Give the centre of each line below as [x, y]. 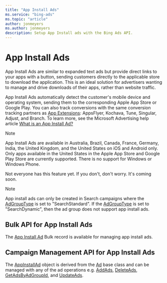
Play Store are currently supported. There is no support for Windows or [78, 159]
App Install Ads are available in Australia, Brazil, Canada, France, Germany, [82, 143]
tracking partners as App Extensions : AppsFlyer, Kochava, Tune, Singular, [81, 113]
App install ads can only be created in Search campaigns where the [75, 198]
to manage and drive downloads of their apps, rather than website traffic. [80, 87]
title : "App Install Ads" [32, 10]
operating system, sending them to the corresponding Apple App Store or [81, 102]
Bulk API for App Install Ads [49, 225]
